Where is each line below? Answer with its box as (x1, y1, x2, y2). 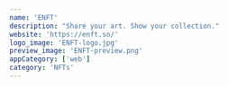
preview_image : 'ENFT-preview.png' (9, 47, 143, 56)
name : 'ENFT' (9, 13, 59, 22)
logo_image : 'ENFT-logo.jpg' (9, 38, 119, 47)
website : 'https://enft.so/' (9, 30, 119, 39)
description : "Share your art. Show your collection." (9, 21, 220, 30)
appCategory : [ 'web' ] (9, 55, 91, 64)
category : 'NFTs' (9, 64, 75, 73)
